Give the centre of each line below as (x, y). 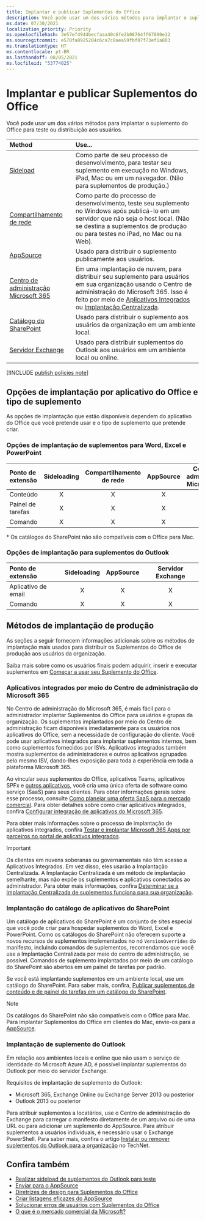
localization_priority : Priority (49, 29)
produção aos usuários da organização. (56, 653)
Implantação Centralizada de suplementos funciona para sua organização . (100, 892)
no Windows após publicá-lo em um (128, 211)
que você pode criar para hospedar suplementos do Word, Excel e (90, 928)
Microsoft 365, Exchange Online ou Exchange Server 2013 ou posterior (104, 1094)
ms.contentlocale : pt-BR (38, 52)
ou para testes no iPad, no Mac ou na (128, 234)
